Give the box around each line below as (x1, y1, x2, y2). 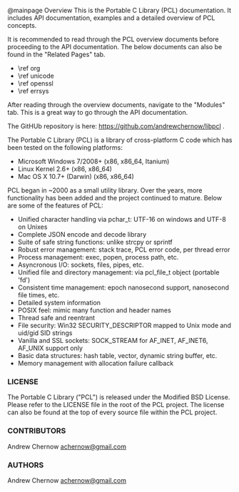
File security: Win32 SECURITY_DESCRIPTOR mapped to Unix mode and (17, 321, 232, 329)
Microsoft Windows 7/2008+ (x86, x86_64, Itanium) (17, 157, 170, 165)
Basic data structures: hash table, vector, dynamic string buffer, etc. (17, 352, 218, 359)
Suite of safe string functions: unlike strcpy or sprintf (17, 238, 173, 246)
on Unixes (17, 222, 48, 231)
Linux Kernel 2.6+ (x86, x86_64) (17, 165, 113, 173)
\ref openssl (17, 79, 54, 88)
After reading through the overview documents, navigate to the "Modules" (7, 101, 225, 109)
